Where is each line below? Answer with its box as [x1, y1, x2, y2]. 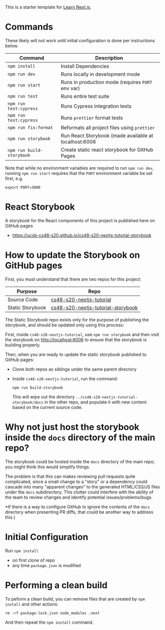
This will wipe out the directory [12, 394, 75, 400]
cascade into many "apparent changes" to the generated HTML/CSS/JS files [5, 484, 161, 489]
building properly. [5, 342, 41, 348]
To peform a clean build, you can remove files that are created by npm [5, 596, 145, 601]
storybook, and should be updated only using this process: [5, 322, 124, 328]
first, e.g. [5, 175, 24, 181]
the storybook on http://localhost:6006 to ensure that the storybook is [5, 337, 147, 343]
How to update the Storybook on [5, 250, 140, 261]
